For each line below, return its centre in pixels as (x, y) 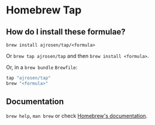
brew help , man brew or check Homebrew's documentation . (77, 116)
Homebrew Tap (44, 10)
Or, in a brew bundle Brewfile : (42, 67)
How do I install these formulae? (66, 32)
